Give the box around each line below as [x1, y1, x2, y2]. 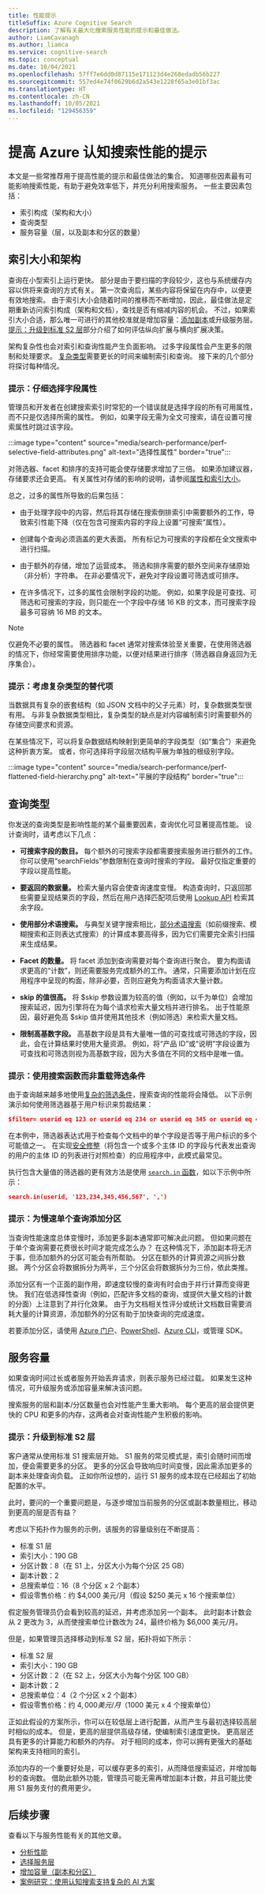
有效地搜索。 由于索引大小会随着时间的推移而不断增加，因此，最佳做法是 [8, 295, 245, 304]
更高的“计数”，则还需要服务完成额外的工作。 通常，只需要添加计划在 [26, 966, 250, 976]
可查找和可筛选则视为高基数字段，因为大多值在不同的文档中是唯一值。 [19, 1049, 248, 1059]
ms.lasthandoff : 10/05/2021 [8, 100, 101, 107]
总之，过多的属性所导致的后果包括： [8, 491, 126, 500]
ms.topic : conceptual [8, 56, 80, 64]
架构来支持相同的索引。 [8, 1746, 84, 1756]
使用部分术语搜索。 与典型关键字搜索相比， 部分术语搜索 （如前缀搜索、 [19, 920, 250, 929]
